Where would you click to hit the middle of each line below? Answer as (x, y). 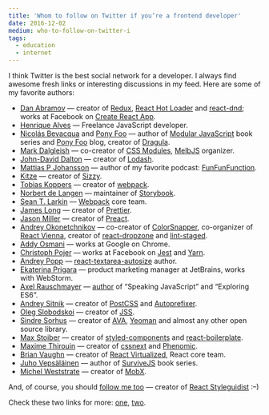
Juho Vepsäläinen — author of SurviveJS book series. (109, 363)
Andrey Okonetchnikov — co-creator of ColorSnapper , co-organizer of (137, 227)
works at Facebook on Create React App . (88, 116)
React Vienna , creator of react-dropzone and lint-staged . (114, 235)
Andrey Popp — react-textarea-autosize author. (98, 261)
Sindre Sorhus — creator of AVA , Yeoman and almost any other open (133, 320)
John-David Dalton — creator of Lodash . (87, 159)
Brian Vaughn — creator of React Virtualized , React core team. (123, 354)
